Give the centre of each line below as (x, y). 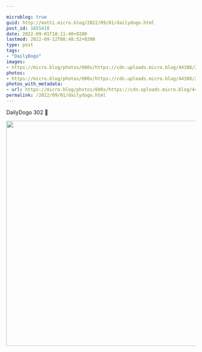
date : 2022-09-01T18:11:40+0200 (47, 34)
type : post (20, 45)
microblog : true (26, 17)
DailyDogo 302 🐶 (27, 112)
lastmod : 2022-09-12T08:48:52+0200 (51, 40)
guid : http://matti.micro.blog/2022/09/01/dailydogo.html (80, 23)
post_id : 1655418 (28, 28)
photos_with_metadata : (35, 84)
